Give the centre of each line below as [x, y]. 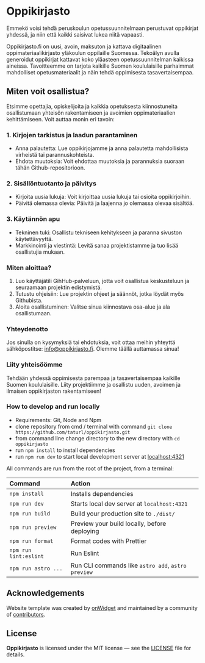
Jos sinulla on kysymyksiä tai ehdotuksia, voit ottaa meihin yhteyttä [91, 342]
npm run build [30, 513]
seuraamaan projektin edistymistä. [59, 287]
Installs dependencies [102, 493]
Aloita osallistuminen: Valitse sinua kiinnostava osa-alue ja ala [92, 307]
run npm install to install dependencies [65, 450]
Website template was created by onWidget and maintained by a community [102, 607]
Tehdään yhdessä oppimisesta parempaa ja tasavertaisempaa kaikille [93, 378]
